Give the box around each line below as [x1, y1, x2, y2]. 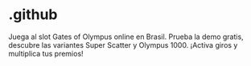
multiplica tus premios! [8, 49, 84, 58]
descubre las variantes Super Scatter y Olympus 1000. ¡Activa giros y [8, 40, 238, 49]
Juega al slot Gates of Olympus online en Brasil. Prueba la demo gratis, [8, 32, 244, 41]
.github [8, 6, 58, 24]
